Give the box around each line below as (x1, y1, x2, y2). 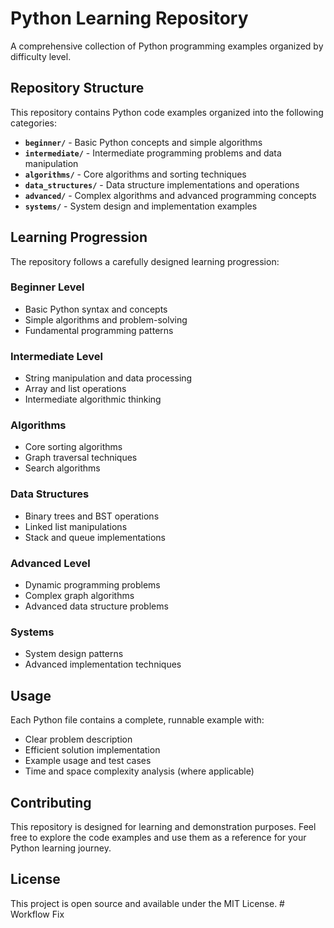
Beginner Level (10, 280, 85, 294)
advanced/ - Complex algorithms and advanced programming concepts (24, 189, 317, 201)
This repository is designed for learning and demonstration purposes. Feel (10, 820, 317, 832)
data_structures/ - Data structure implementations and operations (24, 178, 300, 191)
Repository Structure (10, 80, 145, 97)
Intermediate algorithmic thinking (24, 393, 162, 406)
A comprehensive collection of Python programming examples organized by (10, 40, 324, 52)
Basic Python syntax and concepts (24, 303, 168, 315)
